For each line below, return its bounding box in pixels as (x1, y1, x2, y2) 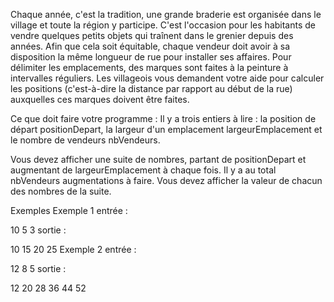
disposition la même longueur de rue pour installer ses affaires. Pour (10, 51, 292, 63)
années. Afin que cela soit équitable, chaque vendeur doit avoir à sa (10, 40, 291, 52)
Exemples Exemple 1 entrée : (10, 205, 128, 216)
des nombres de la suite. (10, 185, 112, 197)
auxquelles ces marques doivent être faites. (10, 94, 190, 105)
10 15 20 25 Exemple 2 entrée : (10, 244, 137, 255)
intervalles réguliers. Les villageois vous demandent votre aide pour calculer (10, 72, 325, 84)
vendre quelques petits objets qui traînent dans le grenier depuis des (10, 30, 294, 41)
